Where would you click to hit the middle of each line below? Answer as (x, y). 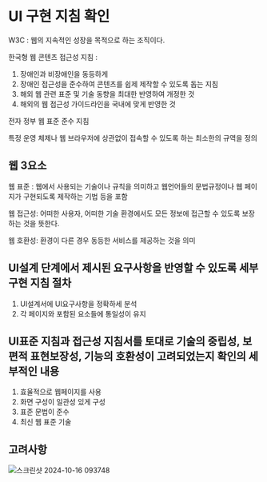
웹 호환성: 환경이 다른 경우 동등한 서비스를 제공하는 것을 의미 (102, 240)
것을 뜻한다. (41, 223)
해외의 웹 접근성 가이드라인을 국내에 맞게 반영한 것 (98, 104)
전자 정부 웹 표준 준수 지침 (49, 121)
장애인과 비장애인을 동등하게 (64, 74)
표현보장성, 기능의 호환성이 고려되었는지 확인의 (138, 356)
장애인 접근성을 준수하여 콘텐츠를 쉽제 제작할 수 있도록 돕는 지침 (119, 84)
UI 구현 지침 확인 (59, 16)
